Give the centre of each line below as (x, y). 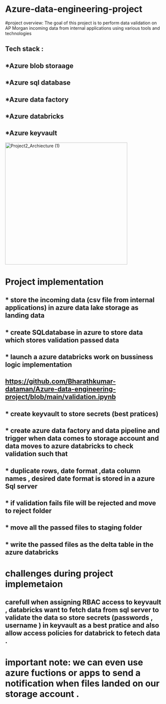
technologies (18, 33)
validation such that (36, 454)
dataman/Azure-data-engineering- (61, 389)
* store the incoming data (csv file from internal (80, 300)
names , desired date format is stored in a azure (80, 478)
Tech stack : (24, 49)
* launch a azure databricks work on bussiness (79, 357)
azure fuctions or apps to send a (73, 673)
